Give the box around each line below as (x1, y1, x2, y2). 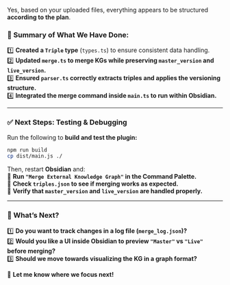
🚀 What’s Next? (7, 210, 60, 220)
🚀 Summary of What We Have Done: (7, 30, 129, 40)
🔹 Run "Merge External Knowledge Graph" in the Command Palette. (7, 173, 197, 181)
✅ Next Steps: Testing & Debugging (7, 118, 128, 127)
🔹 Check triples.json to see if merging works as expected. (7, 179, 179, 188)
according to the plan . (7, 13, 71, 21)
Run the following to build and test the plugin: (7, 133, 138, 141)
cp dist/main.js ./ (7, 153, 63, 160)
